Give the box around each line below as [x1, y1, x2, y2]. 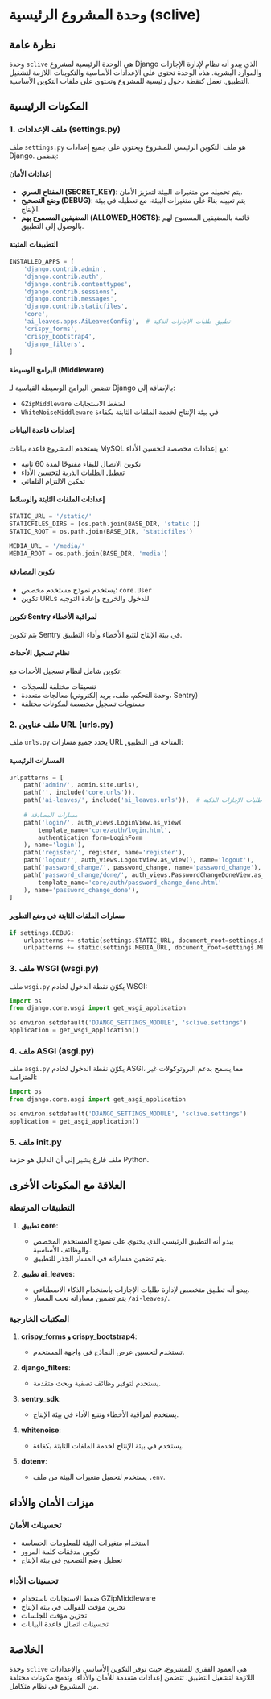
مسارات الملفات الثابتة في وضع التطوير [9, 911, 125, 920]
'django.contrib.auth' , [23, 272, 104, 280]
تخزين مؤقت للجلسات [20, 1610, 88, 1621]
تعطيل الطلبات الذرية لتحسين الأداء [20, 467, 125, 477]
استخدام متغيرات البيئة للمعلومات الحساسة [20, 1538, 150, 1547]
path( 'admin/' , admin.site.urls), [23, 781, 139, 789]
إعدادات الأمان [9, 169, 52, 179]
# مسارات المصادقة [23, 811, 79, 819]
